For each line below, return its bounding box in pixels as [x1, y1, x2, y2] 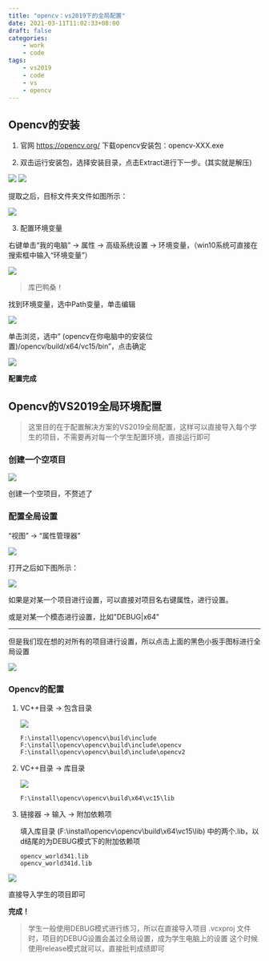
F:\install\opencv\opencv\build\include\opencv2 [19, 748, 186, 756]
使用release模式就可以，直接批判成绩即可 [27, 943, 166, 953]
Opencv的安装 [8, 118, 80, 131]
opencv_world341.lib [19, 852, 89, 860]
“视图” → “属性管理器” [8, 531, 81, 540]
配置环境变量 [19, 224, 62, 233]
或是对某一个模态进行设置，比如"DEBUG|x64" [8, 612, 160, 621]
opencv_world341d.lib [19, 859, 92, 867]
